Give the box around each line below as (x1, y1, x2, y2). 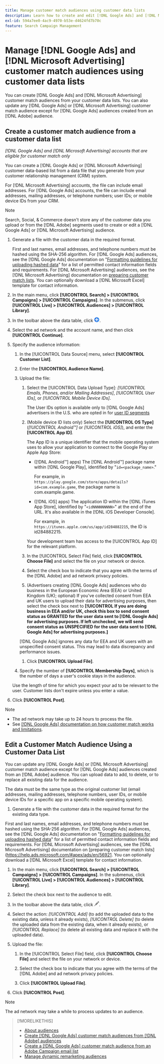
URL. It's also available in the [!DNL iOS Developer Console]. (34, 509, 155, 515)
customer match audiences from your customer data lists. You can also (5, 98, 148, 104)
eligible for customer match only (5, 153, 70, 159)
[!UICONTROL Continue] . (12, 332, 64, 338)
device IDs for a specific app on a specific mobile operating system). (5, 796, 143, 802)
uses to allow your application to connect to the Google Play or (26, 445, 153, 450)
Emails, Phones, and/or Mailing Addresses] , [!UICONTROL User (26, 390, 155, 396)
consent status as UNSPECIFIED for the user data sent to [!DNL (26, 624, 157, 630)
